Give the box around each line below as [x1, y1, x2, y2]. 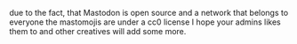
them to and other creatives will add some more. [9, 26, 187, 36]
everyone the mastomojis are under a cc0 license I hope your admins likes [9, 17, 282, 27]
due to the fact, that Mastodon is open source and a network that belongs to [9, 8, 289, 18]
